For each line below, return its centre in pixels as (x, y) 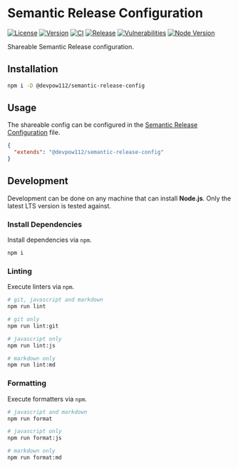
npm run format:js (35, 438)
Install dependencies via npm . (50, 240)
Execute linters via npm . (41, 287)
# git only (24, 320)
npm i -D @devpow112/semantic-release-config (76, 86)
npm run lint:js (31, 345)
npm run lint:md (31, 365)
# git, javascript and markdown (55, 300)
